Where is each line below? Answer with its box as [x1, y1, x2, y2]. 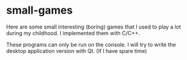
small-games [6, 4, 73, 17]
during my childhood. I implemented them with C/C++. [6, 29, 140, 36]
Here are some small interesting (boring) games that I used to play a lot [6, 23, 181, 30]
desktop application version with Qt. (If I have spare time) [6, 47, 148, 54]
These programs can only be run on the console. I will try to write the [6, 41, 176, 48]
